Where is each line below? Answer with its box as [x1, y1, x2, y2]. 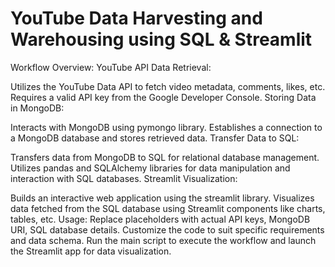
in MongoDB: [10, 102, 65, 114]
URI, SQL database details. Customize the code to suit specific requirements [10, 223, 325, 236]
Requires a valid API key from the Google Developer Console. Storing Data [10, 91, 317, 103]
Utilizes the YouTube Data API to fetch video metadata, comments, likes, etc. [10, 80, 326, 92]
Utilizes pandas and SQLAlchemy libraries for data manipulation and [10, 162, 291, 174]
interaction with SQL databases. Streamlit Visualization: [10, 172, 238, 184]
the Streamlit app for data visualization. [10, 245, 172, 257]
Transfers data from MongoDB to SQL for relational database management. [10, 151, 320, 163]
